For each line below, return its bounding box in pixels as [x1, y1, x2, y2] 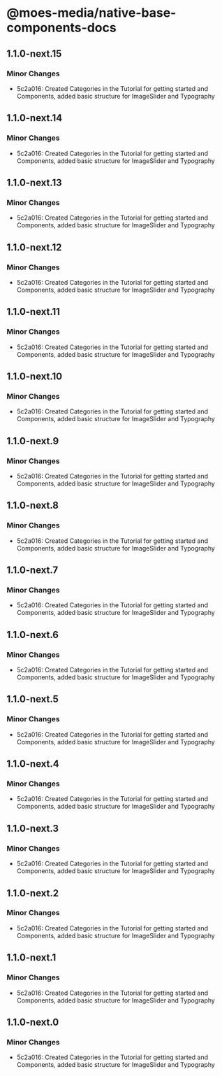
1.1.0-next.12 [6, 241, 62, 253]
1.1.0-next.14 [6, 112, 63, 124]
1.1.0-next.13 [6, 176, 62, 188]
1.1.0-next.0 [6, 1016, 59, 1028]
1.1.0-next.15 [6, 48, 62, 59]
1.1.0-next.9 [6, 435, 59, 447]
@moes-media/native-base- [6, 5, 177, 21]
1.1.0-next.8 [6, 500, 59, 511]
